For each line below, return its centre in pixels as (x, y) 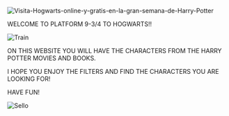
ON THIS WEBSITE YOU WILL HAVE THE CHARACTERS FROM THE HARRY (114, 51)
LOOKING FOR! (29, 79)
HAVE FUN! (24, 92)
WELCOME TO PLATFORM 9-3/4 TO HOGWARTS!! (80, 24)
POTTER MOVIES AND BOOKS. (52, 58)
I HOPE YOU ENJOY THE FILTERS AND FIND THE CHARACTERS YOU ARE (113, 71)
